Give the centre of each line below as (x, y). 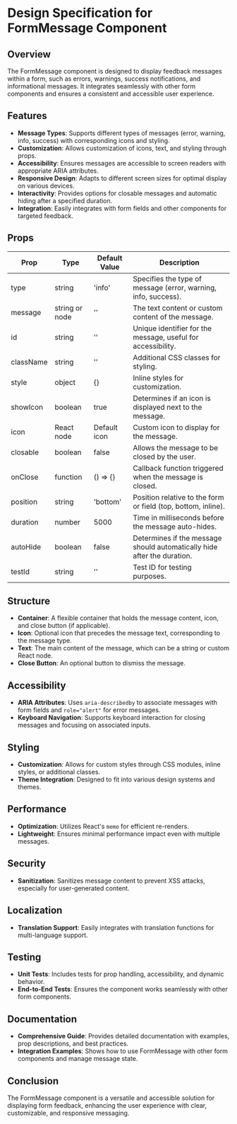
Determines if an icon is (172, 398)
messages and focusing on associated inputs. (84, 725)
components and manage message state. (78, 1059)
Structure (29, 601)
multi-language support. (53, 935)
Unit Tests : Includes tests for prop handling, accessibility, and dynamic (121, 974)
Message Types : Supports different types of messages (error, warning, (121, 133)
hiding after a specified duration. (65, 200)
